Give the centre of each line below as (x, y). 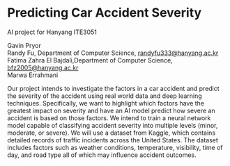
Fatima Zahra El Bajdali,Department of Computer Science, (90, 60)
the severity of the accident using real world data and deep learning (105, 96)
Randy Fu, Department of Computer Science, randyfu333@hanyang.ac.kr (113, 53)
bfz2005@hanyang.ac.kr (43, 67)
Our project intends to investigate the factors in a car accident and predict (113, 88)
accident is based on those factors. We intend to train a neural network (109, 118)
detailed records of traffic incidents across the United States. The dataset (113, 140)
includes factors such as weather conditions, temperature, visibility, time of (115, 147)
